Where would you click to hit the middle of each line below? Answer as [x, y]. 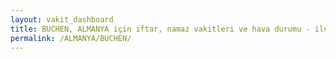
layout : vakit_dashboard [62, 19]
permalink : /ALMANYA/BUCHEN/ [71, 38]
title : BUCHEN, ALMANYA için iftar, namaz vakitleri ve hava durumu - [160, 29]
